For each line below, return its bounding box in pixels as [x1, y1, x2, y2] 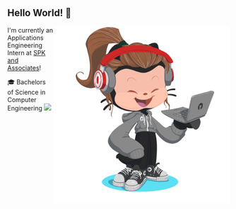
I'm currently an [7, 26, 54, 34]
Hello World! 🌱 [7, 7, 72, 19]
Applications [7, 33, 44, 42]
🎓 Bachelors [7, 77, 46, 86]
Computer [7, 95, 37, 103]
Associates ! [7, 63, 42, 72]
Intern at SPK [7, 48, 46, 57]
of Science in [7, 88, 46, 96]
